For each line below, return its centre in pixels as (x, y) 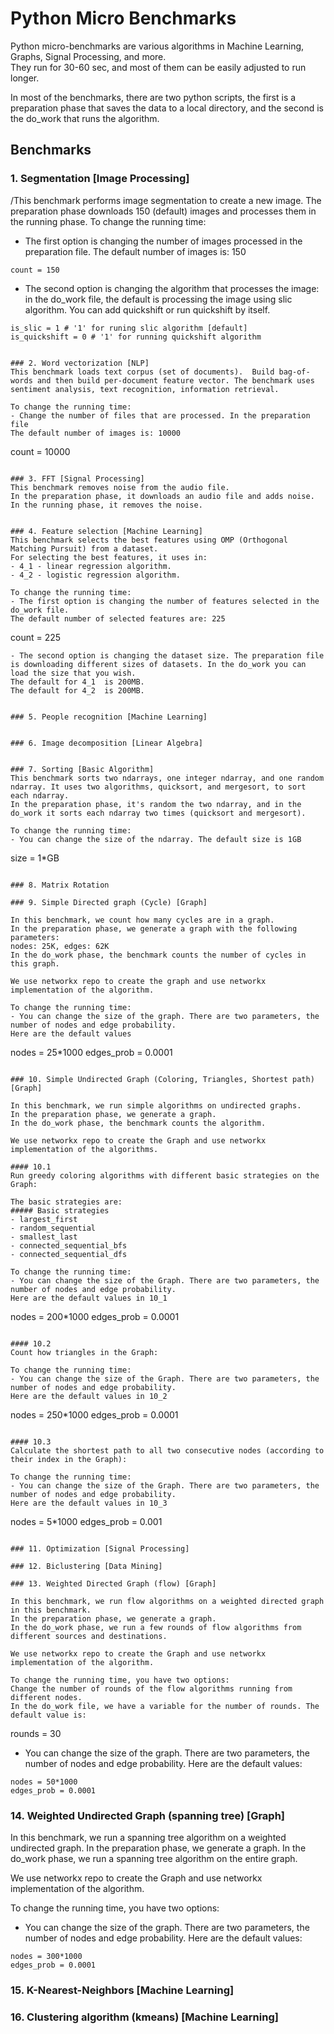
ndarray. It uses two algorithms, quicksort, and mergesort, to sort (158, 787)
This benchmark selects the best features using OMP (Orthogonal (149, 540)
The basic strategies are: (66, 1202)
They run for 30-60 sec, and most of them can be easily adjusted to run (158, 67)
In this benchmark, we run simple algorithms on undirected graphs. (156, 1105)
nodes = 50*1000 (44, 1782)
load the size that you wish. (73, 673)
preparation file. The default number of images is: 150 (135, 251)
